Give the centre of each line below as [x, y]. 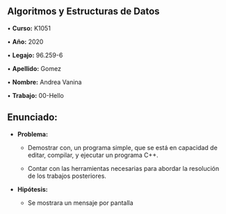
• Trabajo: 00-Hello [35, 95]
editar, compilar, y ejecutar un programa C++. [93, 155]
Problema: [33, 134]
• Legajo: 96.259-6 [35, 55]
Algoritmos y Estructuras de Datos [83, 11]
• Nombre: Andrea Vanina [45, 82]
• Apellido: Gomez [34, 68]
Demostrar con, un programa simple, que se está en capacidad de [122, 147]
